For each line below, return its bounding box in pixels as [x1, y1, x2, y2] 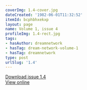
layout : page [5, 21, 33, 27]
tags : [5, 36, 17, 41]
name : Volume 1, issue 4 [5, 27, 58, 32]
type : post [5, 55, 28, 60]
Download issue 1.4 [5, 74, 46, 80]
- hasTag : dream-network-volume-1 [5, 46, 79, 51]
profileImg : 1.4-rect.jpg [5, 31, 60, 36]
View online [5, 79, 30, 85]
